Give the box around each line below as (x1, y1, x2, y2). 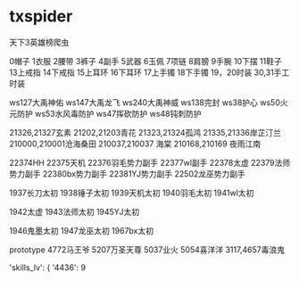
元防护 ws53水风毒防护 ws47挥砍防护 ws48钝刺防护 (9, 108, 202, 119)
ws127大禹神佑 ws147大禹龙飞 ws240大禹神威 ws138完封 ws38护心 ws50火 (9, 96, 288, 108)
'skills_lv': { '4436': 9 (9, 261, 87, 273)
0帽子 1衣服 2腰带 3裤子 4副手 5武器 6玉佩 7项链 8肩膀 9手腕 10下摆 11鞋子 (9, 55, 283, 66)
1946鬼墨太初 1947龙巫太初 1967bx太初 (9, 225, 154, 236)
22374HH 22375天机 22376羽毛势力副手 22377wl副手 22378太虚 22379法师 (9, 157, 291, 168)
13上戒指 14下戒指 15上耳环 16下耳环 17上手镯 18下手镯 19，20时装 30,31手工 (9, 67, 290, 78)
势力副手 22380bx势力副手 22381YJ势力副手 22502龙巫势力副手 (9, 168, 245, 179)
